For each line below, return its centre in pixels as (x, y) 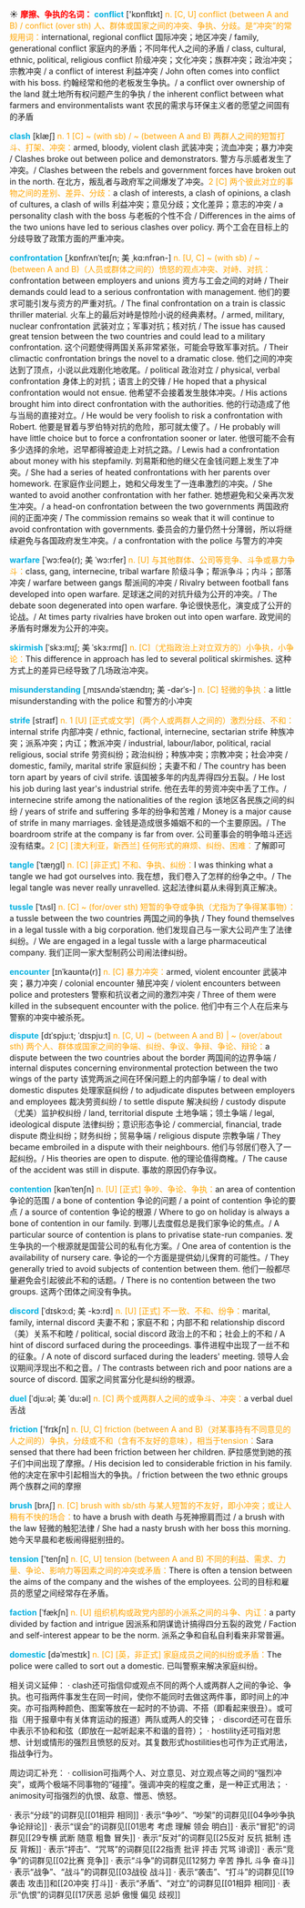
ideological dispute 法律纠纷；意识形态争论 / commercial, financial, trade (146, 1124)
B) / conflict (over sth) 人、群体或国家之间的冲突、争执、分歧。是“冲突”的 (147, 25)
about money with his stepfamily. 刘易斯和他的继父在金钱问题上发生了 (140, 461)
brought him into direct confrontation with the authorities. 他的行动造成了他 (150, 404)
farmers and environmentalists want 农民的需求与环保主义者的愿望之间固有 (150, 105)
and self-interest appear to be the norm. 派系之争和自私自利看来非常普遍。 (149, 1635)
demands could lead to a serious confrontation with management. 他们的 (146, 292)
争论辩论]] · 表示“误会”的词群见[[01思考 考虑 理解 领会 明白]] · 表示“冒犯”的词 (152, 1826)
